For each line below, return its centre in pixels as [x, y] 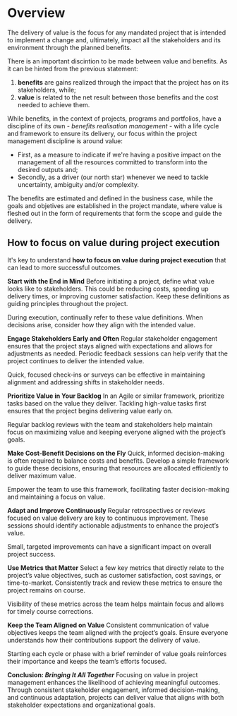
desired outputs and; [48, 169]
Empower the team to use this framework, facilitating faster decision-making [119, 489]
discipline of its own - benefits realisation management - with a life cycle [113, 126]
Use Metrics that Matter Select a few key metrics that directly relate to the [116, 568]
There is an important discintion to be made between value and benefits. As [117, 61]
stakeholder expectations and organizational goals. [81, 705]
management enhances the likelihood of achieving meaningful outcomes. [114, 682]
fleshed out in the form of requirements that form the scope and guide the [115, 213]
